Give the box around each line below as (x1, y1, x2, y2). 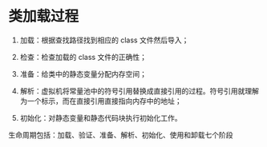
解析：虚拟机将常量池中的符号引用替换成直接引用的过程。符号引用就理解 (19, 85, 259, 96)
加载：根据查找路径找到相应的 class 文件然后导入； (19, 35, 189, 45)
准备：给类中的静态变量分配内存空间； (19, 69, 147, 78)
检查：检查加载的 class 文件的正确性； (19, 52, 147, 62)
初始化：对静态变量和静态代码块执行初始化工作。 (19, 113, 182, 122)
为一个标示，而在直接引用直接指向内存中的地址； (19, 96, 182, 105)
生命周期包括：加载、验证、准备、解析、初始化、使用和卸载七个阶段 (8, 129, 233, 140)
